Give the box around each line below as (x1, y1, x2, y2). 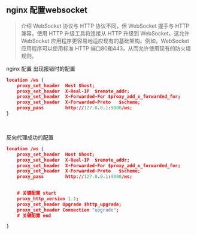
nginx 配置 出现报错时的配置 (6, 65, 76, 72)
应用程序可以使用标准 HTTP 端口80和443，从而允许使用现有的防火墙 (20, 44, 192, 52)
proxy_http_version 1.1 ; (17, 195, 79, 202)
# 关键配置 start (17, 191, 57, 197)
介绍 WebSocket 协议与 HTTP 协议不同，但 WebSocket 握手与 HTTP (20, 22, 190, 29)
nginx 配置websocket (6, 5, 88, 16)
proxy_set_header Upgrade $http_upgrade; (17, 201, 122, 207)
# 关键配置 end (17, 212, 51, 219)
